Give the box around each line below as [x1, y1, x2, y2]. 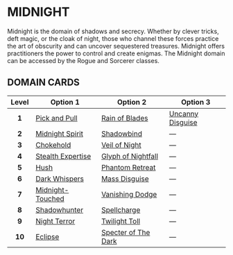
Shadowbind [101, 129, 142, 139]
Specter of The [101, 227, 150, 237]
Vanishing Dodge [101, 189, 157, 199]
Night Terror [35, 216, 76, 226]
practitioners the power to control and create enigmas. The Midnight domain [7, 49, 225, 58]
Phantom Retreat [101, 162, 156, 172]
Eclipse [35, 231, 60, 241]
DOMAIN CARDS [7, 77, 80, 89]
